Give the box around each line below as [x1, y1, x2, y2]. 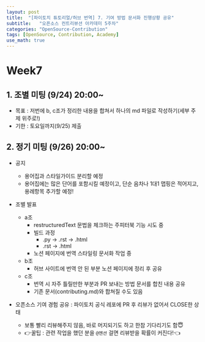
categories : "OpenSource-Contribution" [6, 26, 108, 32]
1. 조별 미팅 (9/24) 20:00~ [6, 89, 104, 100]
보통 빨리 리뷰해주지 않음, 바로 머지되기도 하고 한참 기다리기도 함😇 [24, 321, 184, 329]
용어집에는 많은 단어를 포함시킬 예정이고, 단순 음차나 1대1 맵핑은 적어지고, [24, 180, 199, 187]
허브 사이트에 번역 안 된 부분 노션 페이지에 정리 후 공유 [33, 264, 163, 272]
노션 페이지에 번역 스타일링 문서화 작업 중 [33, 249, 132, 257]
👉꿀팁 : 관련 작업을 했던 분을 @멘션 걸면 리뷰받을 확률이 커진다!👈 [24, 329, 181, 336]
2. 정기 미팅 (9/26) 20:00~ [6, 142, 106, 152]
